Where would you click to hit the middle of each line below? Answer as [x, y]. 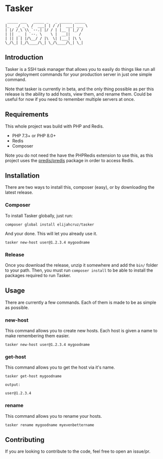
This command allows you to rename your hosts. [54, 416]
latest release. [19, 193]
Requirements [27, 115]
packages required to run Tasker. [38, 275]
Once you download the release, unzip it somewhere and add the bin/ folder [82, 265]
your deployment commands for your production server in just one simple [79, 74]
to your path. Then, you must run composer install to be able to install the [79, 270]
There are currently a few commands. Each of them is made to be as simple [81, 302]
